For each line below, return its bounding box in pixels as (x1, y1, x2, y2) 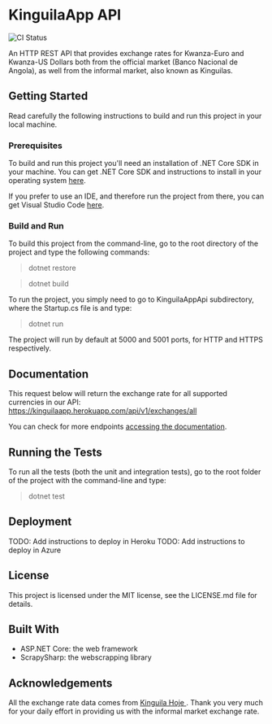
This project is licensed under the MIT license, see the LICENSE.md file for (8, 590, 257, 600)
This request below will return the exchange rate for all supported (8, 389, 227, 399)
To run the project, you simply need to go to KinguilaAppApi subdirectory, (8, 294, 254, 304)
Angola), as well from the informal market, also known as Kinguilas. (8, 65, 233, 75)
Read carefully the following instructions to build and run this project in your (8, 111, 262, 120)
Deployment (8, 515, 72, 529)
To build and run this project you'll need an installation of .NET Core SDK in (8, 159, 259, 168)
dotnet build (28, 279, 69, 289)
